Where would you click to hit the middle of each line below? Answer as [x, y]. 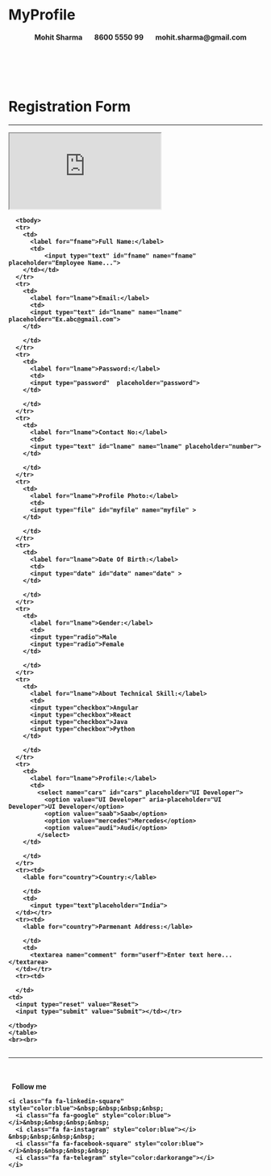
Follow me [29, 1086]
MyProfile [42, 15]
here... [219, 955]
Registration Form [70, 107]
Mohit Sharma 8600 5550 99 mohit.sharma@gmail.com [141, 37]
